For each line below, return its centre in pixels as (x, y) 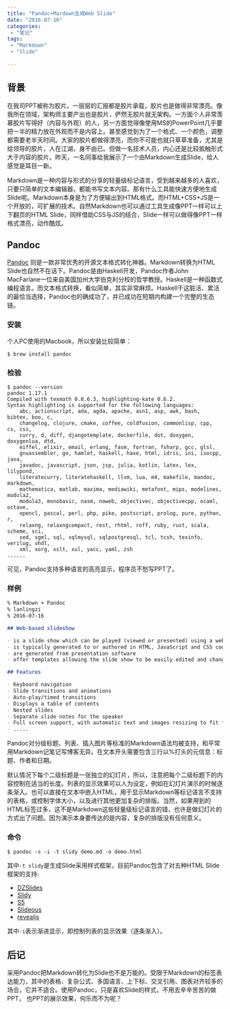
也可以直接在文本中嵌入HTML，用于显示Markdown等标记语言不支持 (126, 792)
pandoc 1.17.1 (27, 393)
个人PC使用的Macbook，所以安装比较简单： (69, 341)
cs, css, (20, 429)
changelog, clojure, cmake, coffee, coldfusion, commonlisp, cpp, (116, 423)
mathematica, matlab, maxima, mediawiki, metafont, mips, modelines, (121, 489)
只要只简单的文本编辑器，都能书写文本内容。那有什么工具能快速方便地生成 (112, 189)
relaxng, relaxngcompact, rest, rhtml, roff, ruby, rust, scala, (115, 525)
